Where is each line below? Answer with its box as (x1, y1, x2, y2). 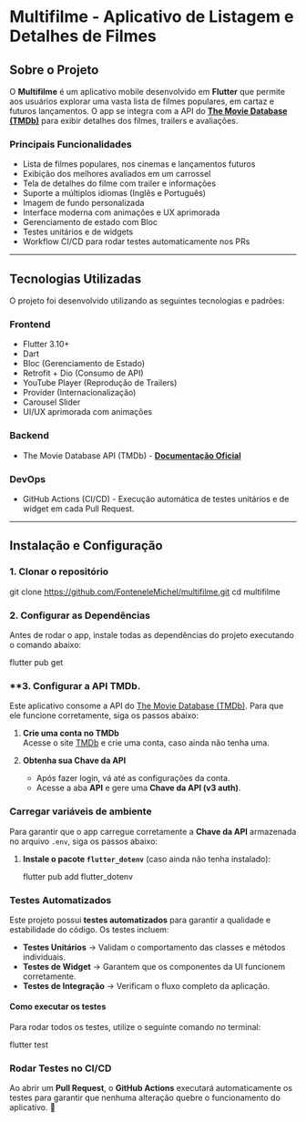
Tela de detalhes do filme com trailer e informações (22, 178, 217, 189)
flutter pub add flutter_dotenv (22, 870, 134, 881)
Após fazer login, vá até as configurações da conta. (36, 773, 230, 784)
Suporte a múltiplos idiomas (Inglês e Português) (22, 188, 207, 199)
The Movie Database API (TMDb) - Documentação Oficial (22, 449, 241, 461)
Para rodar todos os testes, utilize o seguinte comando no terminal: (9, 1022, 261, 1033)
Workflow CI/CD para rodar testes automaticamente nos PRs (22, 236, 250, 247)
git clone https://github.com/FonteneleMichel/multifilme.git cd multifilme (9, 586, 280, 597)
